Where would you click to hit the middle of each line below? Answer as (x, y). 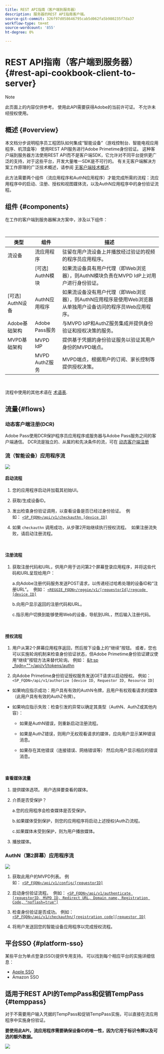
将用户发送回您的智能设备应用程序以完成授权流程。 (63, 926)
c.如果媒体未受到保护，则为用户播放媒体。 (55, 831)
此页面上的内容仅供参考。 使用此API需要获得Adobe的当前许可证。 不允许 (78, 107)
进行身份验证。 (84, 283)
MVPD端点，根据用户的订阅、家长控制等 (109, 359)
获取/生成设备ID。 (30, 500)
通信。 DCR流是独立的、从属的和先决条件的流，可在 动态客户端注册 (81, 442)
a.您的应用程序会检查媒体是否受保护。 (50, 810)
